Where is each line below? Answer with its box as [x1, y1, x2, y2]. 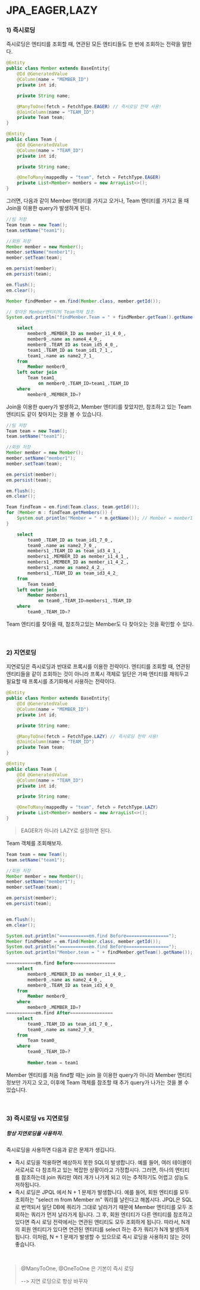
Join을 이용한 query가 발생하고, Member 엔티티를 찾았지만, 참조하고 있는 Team [6, 403, 192, 410]
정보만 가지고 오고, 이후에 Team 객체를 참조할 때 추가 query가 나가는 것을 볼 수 [6, 1079, 189, 1086]
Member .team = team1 [27, 1060, 79, 1066]
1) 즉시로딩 [6, 26, 36, 35]
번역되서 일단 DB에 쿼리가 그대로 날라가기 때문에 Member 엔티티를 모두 [21, 1203, 187, 1210]
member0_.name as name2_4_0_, [27, 977, 102, 983]
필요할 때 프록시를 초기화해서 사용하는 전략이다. [6, 678, 116, 685]
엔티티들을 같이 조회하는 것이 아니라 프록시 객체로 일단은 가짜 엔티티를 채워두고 [6, 670, 189, 677]
